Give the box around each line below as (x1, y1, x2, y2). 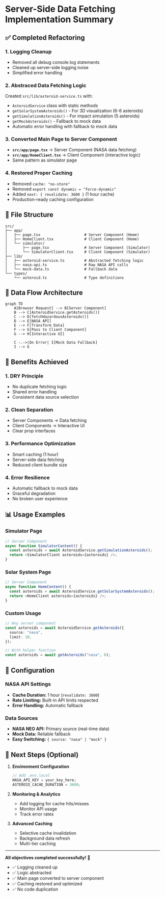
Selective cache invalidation (19, 830, 77, 836)
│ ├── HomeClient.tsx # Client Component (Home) (5, 237, 139, 242)
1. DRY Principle (5, 372, 44, 379)
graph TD (5, 301, 23, 306)
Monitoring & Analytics (12, 791, 60, 797)
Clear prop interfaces (12, 428, 55, 434)
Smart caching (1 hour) (12, 451, 59, 457)
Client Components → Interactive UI (12, 423, 85, 429)
